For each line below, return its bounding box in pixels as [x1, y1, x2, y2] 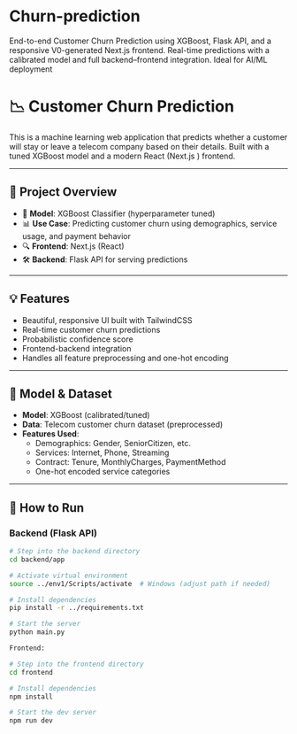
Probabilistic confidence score [21, 334, 134, 344]
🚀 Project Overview [9, 184, 118, 200]
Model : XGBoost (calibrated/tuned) [21, 410, 150, 421]
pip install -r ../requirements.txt [9, 604, 144, 613]
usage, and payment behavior [21, 230, 131, 241]
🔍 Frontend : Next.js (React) [21, 241, 126, 251]
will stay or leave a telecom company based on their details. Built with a [9, 141, 270, 151]
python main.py [9, 628, 65, 637]
